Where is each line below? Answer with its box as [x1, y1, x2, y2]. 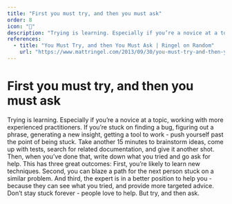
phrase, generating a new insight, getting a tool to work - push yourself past [7, 130, 224, 139]
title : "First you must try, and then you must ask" [7, 10, 162, 17]
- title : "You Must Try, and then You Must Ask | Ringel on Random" [13, 42, 215, 49]
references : [7, 36, 41, 43]
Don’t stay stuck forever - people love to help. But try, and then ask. [7, 189, 200, 197]
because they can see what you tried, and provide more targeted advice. [7, 181, 214, 190]
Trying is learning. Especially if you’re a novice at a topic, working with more [7, 115, 224, 124]
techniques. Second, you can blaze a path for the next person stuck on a [7, 167, 214, 175]
